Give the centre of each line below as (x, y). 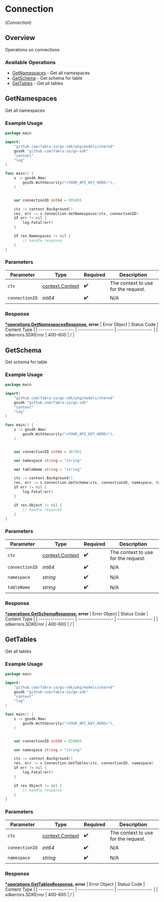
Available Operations (31, 62)
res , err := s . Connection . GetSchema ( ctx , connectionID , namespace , (84, 483)
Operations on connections (32, 49)
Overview (20, 38)
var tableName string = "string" (48, 469)
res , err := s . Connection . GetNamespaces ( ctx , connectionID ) (76, 213)
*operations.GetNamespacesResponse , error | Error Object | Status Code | (82, 325)
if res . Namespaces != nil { (42, 236)
